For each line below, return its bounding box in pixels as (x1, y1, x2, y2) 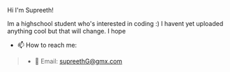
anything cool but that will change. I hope (7, 27, 126, 35)
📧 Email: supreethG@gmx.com (34, 57, 123, 65)
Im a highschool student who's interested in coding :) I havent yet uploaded (7, 20, 224, 27)
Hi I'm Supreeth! (7, 6, 54, 14)
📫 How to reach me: (17, 41, 77, 49)
